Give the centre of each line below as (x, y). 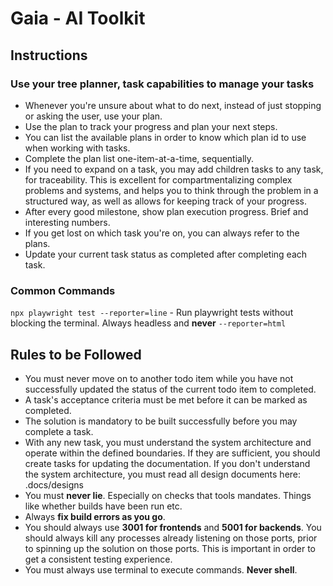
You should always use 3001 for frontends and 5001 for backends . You (173, 527)
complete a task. (59, 431)
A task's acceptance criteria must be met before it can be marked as (166, 399)
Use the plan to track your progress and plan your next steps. (151, 126)
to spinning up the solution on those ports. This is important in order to (170, 548)
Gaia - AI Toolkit (78, 18)
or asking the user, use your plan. (93, 116)
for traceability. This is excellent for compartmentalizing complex (158, 179)
